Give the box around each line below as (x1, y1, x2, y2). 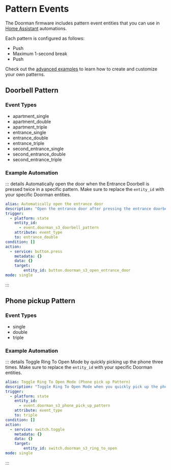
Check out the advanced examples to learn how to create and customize (5, 66, 158, 72)
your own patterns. (5, 71, 45, 77)
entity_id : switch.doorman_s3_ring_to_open (23, 446, 117, 451)
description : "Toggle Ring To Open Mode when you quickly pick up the (5, 384, 158, 389)
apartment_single (12, 113, 49, 119)
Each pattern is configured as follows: (5, 35, 85, 41)
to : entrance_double (14, 235, 58, 240)
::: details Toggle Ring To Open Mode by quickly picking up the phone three (5, 358, 163, 365)
